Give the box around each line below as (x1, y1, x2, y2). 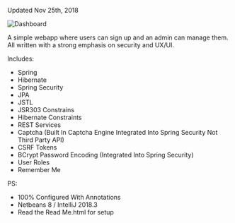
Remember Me (17, 166, 62, 174)
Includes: (7, 54, 34, 63)
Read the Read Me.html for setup (17, 208, 115, 216)
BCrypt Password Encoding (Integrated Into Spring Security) (17, 151, 194, 159)
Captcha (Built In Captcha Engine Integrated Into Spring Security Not (17, 128, 218, 136)
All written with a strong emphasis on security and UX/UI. (7, 41, 175, 49)
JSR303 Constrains (17, 106, 74, 114)
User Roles (17, 158, 50, 167)
